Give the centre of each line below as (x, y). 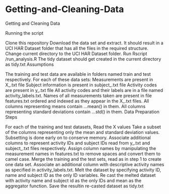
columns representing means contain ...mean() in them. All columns (75, 106)
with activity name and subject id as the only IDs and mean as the (73, 180)
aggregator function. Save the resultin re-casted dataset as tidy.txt (74, 186)
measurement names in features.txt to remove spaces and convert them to (83, 154)
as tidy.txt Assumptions (30, 64)
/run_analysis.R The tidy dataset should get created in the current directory (83, 59)
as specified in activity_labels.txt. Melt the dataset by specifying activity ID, (83, 170)
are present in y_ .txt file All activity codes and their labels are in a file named (84, 90)
